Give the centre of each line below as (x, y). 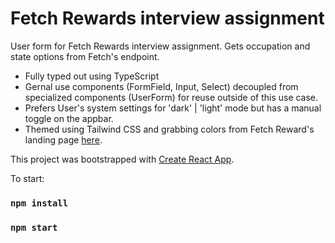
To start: (27, 178)
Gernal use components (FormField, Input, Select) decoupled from (161, 86)
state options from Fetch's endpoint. (85, 56)
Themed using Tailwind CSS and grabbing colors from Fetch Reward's (169, 129)
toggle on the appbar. (69, 118)
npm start (34, 227)
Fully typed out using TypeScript (92, 76)
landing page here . (63, 139)
